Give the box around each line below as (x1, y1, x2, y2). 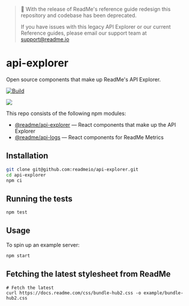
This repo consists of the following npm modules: (6, 110, 126, 117)
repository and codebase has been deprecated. (20, 12, 137, 19)
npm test (6, 209, 28, 215)
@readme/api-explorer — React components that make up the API (14, 121, 176, 128)
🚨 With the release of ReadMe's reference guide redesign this (20, 6, 171, 12)
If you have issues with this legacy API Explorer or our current (20, 24, 171, 30)
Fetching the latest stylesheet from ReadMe (6, 269, 171, 279)
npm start (6, 252, 31, 259)
